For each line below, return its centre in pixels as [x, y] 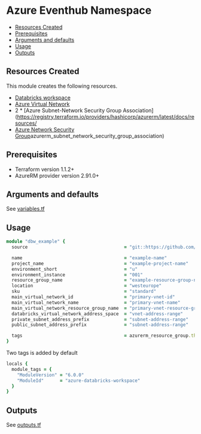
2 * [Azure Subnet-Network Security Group [68, 110]
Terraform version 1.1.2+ [45, 169]
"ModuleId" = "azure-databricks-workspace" [79, 381]
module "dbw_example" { [36, 242]
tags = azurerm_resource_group [100, 336]
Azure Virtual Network [42, 104]
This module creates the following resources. [62, 86]
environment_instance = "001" [77, 275]
